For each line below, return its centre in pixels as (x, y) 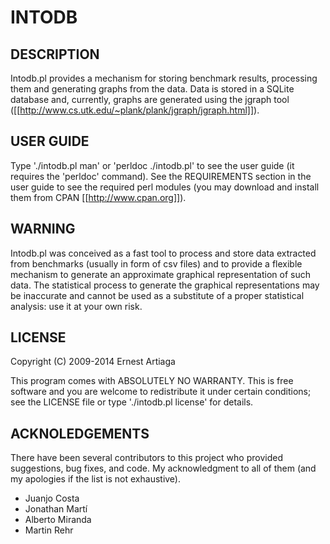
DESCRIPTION (55, 54)
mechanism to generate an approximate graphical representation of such (160, 274)
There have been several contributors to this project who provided (146, 458)
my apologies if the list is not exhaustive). (96, 479)
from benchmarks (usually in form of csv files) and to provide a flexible (156, 263)
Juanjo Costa (52, 498)
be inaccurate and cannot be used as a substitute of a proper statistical (157, 295)
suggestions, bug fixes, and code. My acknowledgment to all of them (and (163, 468)
